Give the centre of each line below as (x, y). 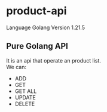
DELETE (25, 104)
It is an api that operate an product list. (54, 60)
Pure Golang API (37, 46)
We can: (16, 67)
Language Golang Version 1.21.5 (46, 27)
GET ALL (26, 91)
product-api (36, 11)
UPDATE (25, 97)
